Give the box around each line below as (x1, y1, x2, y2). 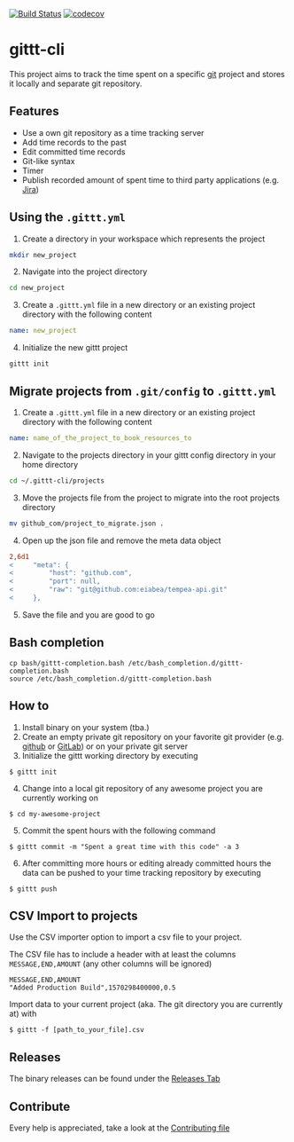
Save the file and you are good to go (21, 609, 155, 620)
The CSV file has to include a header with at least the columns (9, 949, 236, 960)
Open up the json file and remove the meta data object (21, 535, 221, 546)
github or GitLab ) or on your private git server (21, 741, 189, 752)
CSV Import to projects (9, 908, 139, 923)
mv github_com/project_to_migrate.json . (9, 519, 165, 528)
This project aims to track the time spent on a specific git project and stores (9, 68, 285, 79)
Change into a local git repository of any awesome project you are (21, 783, 264, 793)
